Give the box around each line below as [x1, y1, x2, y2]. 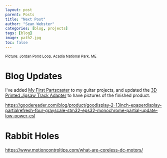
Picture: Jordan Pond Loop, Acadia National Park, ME [5, 54, 96, 59]
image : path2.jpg [5, 36, 41, 41]
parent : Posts [5, 12, 35, 17]
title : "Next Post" [5, 17, 46, 22]
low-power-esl [5, 112, 35, 118]
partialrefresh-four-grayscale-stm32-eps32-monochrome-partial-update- [5, 107, 158, 113]
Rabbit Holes [5, 130, 59, 141]
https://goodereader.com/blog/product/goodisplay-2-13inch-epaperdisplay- [5, 102, 162, 108]
